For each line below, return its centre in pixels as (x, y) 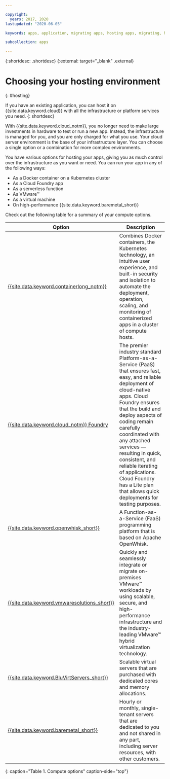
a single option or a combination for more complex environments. (73, 148)
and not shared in (140, 733)
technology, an (137, 255)
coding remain (136, 421)
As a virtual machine (34, 200)
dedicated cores (139, 681)
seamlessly (133, 558)
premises (130, 578)
